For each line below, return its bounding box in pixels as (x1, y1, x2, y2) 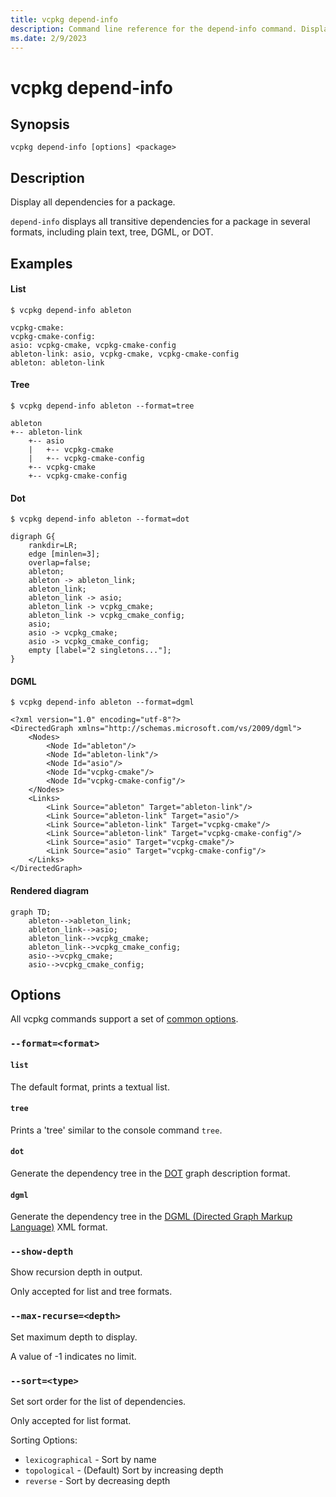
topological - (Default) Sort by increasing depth (24, 1464, 224, 1476)
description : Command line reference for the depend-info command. (10, 24, 298, 34)
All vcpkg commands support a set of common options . (10, 1013, 239, 1025)
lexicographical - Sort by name (24, 1454, 157, 1466)
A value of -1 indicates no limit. (10, 1350, 137, 1362)
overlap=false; (28, 558, 92, 568)
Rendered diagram (10, 884, 90, 896)
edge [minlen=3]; (28, 549, 101, 560)
